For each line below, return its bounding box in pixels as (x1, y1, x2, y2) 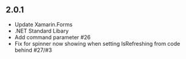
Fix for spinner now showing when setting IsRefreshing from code (14, 40, 181, 47)
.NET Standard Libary (14, 27, 69, 34)
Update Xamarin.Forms (14, 20, 73, 28)
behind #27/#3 (14, 46, 52, 54)
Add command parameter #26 (14, 33, 91, 41)
